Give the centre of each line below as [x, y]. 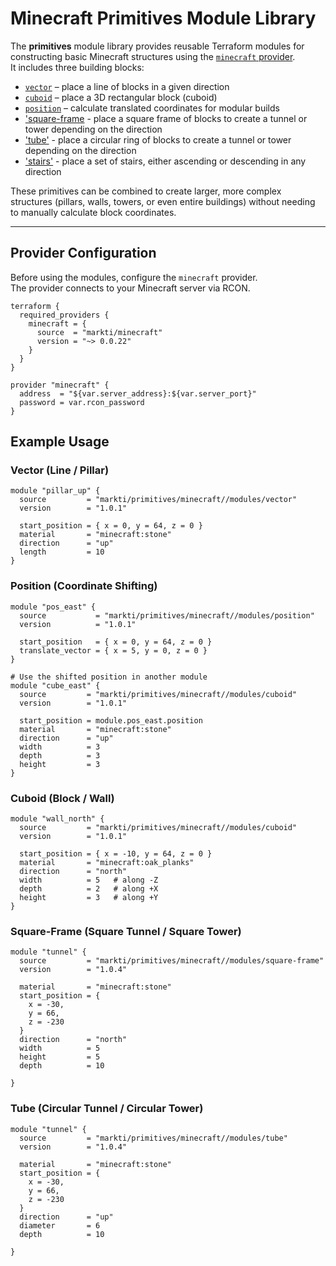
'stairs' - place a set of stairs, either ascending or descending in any [165, 161]
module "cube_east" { [55, 685]
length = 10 [62, 552]
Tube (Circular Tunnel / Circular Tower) [107, 1109]
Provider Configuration [83, 253]
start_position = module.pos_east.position [111, 720]
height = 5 [60, 1057]
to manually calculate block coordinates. [93, 212]
